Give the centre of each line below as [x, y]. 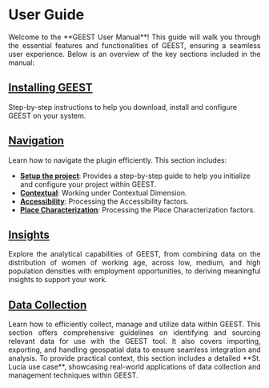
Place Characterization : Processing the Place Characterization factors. [138, 209]
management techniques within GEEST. [73, 375]
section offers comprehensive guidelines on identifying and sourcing [134, 333]
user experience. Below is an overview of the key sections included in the [134, 54]
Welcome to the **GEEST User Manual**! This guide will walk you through [134, 37]
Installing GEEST [50, 88]
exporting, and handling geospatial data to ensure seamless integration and [134, 350]
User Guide [46, 15]
